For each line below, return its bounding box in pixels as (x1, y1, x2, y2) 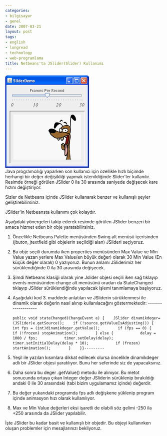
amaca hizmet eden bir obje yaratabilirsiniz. (5, 224, 95, 230)
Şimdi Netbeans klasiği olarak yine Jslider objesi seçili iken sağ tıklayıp (12, 274, 158, 280)
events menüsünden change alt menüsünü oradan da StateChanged (12, 280, 153, 286)
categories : (5, 8, 30, 13)
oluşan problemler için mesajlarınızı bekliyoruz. (5, 425, 102, 431)
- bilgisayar (5, 13, 32, 19)
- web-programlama (5, 56, 43, 61)
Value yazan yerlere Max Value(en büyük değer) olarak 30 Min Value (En (12, 254, 162, 260)
